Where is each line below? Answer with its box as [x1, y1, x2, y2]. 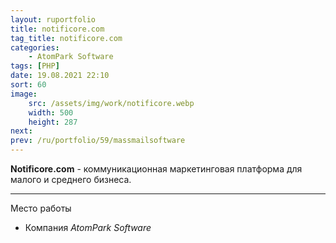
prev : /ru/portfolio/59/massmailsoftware [10, 136, 186, 146]
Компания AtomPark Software [24, 222, 152, 233]
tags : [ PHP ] [10, 61, 60, 71]
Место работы [10, 202, 72, 214]
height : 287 [28, 117, 78, 127]
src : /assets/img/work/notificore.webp [28, 98, 195, 108]
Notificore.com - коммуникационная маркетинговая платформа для [10, 163, 303, 175]
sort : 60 [10, 80, 47, 90]
